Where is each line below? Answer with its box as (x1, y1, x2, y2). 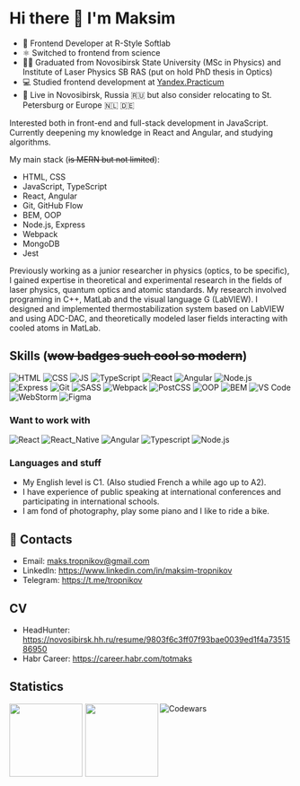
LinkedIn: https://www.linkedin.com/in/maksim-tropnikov (22, 565, 233, 576)
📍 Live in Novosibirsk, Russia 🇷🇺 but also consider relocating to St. (22, 89, 272, 100)
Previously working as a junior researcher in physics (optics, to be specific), (9, 265, 290, 276)
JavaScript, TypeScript (22, 181, 108, 191)
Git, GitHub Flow (22, 199, 84, 210)
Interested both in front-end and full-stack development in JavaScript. (9, 117, 269, 128)
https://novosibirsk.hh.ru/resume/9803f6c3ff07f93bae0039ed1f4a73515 (22, 633, 291, 645)
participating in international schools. (22, 496, 160, 507)
